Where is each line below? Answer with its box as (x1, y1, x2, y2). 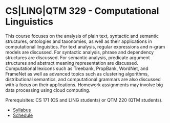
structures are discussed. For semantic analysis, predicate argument (5, 54, 150, 61)
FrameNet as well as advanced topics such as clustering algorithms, (5, 70, 150, 77)
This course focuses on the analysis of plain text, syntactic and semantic (5, 33, 159, 39)
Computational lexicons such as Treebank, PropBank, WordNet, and (5, 65, 148, 71)
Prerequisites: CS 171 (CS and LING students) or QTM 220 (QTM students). (5, 97, 163, 103)
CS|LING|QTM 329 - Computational (5, 5, 159, 17)
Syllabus (12, 107, 31, 113)
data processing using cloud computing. (5, 87, 91, 93)
